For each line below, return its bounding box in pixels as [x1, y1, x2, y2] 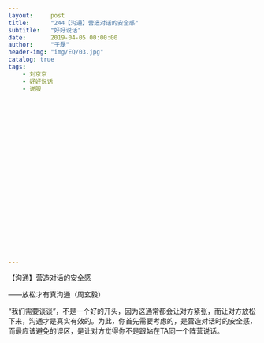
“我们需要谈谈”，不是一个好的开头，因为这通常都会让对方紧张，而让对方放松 [8, 307, 256, 316]
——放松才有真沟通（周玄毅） [8, 289, 105, 300]
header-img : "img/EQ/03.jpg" [8, 48, 104, 56]
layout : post [8, 11, 65, 20]
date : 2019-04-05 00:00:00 [8, 33, 118, 42]
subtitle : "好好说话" [8, 26, 81, 34]
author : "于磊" [8, 41, 70, 49]
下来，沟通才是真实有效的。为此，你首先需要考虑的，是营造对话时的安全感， [8, 316, 257, 326]
